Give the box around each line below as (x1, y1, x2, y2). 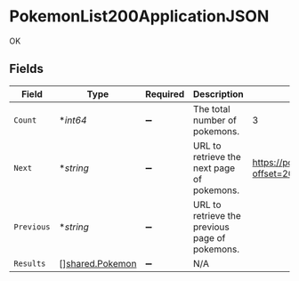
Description (192, 87, 244, 100)
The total (192, 102, 230, 115)
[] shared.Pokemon (59, 257, 137, 269)
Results (13, 258, 46, 269)
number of (192, 114, 238, 126)
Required (145, 87, 185, 100)
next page (192, 162, 236, 174)
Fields (9, 61, 44, 76)
